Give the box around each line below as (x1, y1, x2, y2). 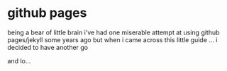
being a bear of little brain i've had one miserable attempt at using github (7, 28, 220, 37)
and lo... (7, 56, 31, 65)
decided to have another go (7, 43, 89, 51)
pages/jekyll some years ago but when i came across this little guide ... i (7, 35, 218, 44)
